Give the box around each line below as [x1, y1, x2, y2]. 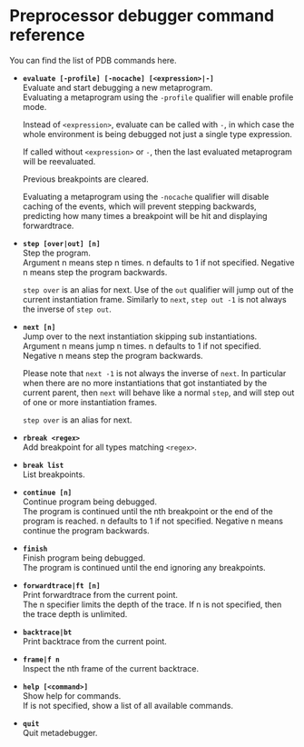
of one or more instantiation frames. [22, 396, 157, 407]
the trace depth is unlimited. [22, 608, 128, 619]
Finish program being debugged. [22, 552, 146, 563]
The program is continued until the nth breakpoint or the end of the [22, 505, 274, 516]
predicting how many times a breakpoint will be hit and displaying [22, 210, 268, 221]
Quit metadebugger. [22, 727, 98, 738]
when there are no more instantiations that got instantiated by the [22, 377, 268, 388]
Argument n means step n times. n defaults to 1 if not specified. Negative [22, 256, 295, 268]
